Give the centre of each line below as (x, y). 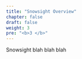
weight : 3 (18, 28)
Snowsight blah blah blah (36, 50)
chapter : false (24, 17)
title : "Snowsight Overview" (41, 11)
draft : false (22, 22)
